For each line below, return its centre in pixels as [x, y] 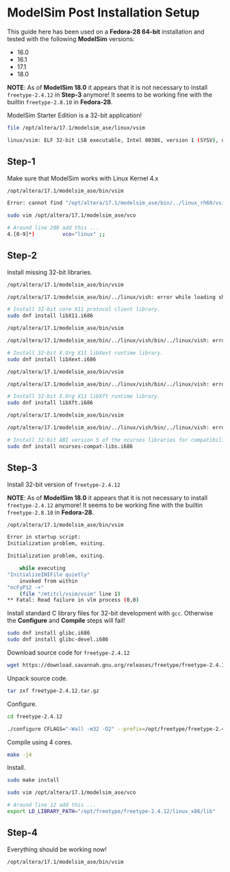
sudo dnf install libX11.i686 [50, 316]
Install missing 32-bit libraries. [50, 272]
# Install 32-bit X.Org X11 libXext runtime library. [86, 353]
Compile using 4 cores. [40, 742]
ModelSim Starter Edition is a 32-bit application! [75, 115]
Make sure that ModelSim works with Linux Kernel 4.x [83, 178]
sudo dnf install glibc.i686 [49, 633]
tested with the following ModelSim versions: [71, 38]
